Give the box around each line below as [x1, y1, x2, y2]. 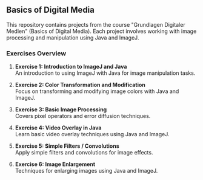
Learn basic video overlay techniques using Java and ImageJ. [15, 131, 170, 138]
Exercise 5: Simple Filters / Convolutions [15, 142, 119, 150]
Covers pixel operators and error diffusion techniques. [15, 112, 151, 120]
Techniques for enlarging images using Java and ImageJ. [15, 167, 158, 175]
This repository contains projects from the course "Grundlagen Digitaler [6, 21, 186, 28]
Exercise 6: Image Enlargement [15, 161, 96, 168]
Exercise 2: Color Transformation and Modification [15, 81, 145, 89]
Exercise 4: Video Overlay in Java [15, 124, 102, 131]
